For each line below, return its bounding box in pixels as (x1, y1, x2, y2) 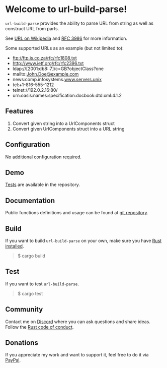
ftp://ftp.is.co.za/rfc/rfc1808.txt (12, 54, 77, 61)
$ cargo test (17, 290, 43, 296)
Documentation (5, 196, 55, 205)
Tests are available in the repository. (5, 181, 80, 188)
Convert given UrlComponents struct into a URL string (12, 126, 125, 132)
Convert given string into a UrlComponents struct (12, 120, 115, 127)
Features (5, 107, 34, 115)
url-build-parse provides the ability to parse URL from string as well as (5, 20, 153, 26)
